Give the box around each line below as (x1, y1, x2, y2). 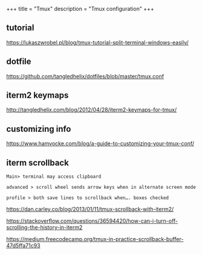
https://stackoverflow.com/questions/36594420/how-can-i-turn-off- (6, 217, 178, 225)
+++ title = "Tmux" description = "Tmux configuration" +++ (6, 5, 154, 12)
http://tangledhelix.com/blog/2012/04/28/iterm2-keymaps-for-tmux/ (6, 106, 177, 114)
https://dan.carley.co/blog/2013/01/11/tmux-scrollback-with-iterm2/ (6, 206, 174, 213)
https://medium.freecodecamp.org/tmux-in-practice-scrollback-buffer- (6, 236, 184, 243)
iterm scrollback (6, 157, 70, 168)
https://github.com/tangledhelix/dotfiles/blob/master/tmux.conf (6, 72, 165, 80)
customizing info (6, 124, 71, 134)
